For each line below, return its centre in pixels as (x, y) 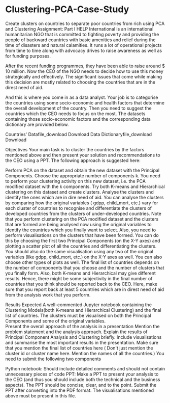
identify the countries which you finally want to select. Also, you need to (81, 230)
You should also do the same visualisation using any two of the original (79, 251)
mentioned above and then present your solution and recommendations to (83, 155)
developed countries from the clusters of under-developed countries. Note (83, 213)
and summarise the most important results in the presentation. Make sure (82, 342)
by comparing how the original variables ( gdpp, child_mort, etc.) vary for (82, 203)
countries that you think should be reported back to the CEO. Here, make (81, 284)
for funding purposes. (28, 56)
